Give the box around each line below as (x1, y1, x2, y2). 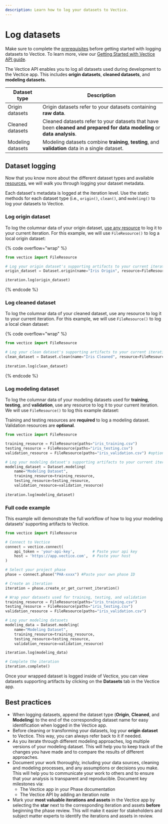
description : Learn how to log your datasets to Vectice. (5, 7, 128, 13)
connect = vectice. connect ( (5, 544, 64, 550)
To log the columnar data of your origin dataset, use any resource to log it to (5, 224, 162, 231)
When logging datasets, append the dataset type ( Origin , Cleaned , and (12, 711, 160, 718)
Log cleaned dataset (5, 299, 56, 306)
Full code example (5, 504, 50, 511)
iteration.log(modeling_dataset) (5, 492, 75, 497)
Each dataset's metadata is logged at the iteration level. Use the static (5, 190, 149, 196)
